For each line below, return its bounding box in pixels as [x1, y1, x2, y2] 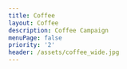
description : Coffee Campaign [8, 26, 109, 34]
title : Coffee [8, 11, 56, 20]
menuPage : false [8, 33, 62, 42]
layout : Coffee [8, 19, 59, 27]
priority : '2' [8, 41, 56, 49]
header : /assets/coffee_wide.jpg [8, 48, 120, 56]
